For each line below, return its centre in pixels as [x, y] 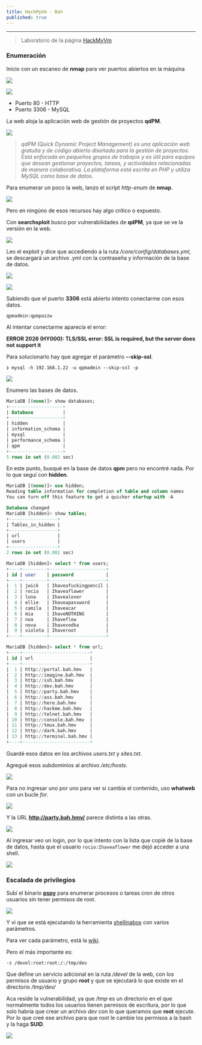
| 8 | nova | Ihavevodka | [58, 625]
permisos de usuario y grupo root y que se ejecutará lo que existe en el [95, 981]
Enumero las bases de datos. [42, 390]
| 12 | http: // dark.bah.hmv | [50, 731]
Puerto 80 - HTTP [37, 103]
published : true [26, 17]
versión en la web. [29, 228]
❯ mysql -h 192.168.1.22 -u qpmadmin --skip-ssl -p [72, 367]
